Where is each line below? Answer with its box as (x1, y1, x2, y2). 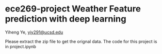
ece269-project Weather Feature (5, 3, 141, 14)
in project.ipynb (5, 43, 36, 49)
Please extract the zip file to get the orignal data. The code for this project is (5, 38, 158, 44)
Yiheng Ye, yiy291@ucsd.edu (5, 29, 64, 35)
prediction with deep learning (5, 13, 127, 24)
